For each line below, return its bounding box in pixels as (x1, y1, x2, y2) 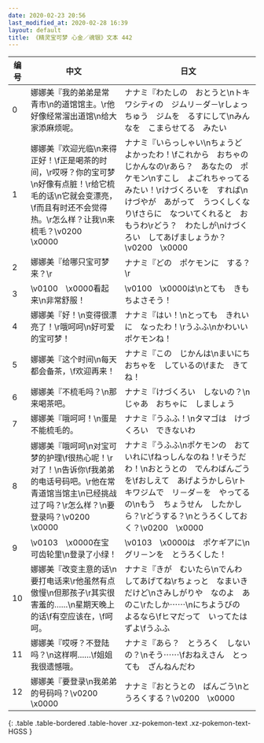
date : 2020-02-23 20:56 (8, 11, 86, 20)
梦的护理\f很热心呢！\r (30, 452, 114, 463)
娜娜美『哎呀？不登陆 (30, 637, 110, 648)
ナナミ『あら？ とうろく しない (124, 637, 251, 648)
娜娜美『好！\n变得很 (30, 310, 109, 321)
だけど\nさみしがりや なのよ (124, 588, 235, 599)
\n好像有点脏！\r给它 (30, 179, 108, 190)
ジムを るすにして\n (156, 111, 234, 122)
